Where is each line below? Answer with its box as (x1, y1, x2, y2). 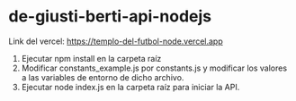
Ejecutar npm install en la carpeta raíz (21, 53, 162, 63)
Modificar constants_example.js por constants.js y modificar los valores (21, 63, 288, 73)
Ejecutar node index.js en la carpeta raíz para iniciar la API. (21, 81, 240, 92)
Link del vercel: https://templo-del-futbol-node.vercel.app (8, 36, 223, 46)
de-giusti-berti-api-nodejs (8, 6, 212, 27)
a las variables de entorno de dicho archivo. (21, 72, 184, 82)
